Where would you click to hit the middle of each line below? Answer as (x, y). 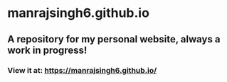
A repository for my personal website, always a (114, 39)
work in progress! (47, 50)
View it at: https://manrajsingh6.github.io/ (82, 70)
